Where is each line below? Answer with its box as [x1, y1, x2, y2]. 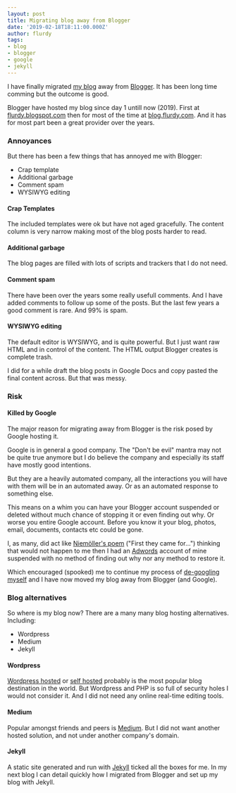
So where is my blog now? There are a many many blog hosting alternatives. [7, 609, 229, 617]
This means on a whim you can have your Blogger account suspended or [7, 503, 220, 511]
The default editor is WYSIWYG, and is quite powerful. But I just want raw [7, 338, 220, 346]
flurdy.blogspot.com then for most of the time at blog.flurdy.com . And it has [7, 111, 227, 119]
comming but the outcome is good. [7, 90, 109, 98]
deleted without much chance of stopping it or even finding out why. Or [7, 510, 215, 519]
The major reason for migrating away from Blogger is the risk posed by [7, 424, 213, 433]
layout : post [7, 10, 46, 18]
